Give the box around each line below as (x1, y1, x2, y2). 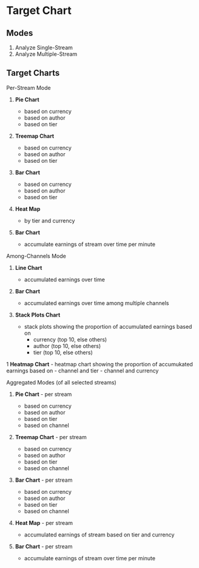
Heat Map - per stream (15, 519, 73, 526)
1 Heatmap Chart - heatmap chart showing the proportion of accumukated (6, 360, 193, 368)
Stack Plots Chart (15, 311, 61, 318)
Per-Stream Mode (6, 84, 51, 91)
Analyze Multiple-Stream (15, 50, 78, 58)
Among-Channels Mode (6, 252, 67, 259)
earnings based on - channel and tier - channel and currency (6, 367, 159, 374)
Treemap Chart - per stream (15, 433, 87, 440)
